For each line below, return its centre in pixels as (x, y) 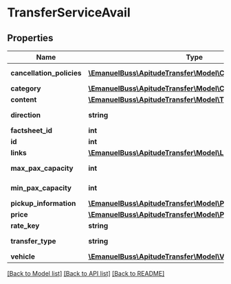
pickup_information (43, 203)
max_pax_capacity (42, 168)
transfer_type (33, 241)
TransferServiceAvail (69, 13)
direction (26, 115)
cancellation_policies (46, 73)
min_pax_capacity (41, 188)
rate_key (25, 226)
